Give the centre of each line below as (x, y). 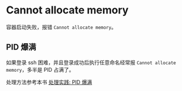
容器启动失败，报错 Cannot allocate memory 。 (61, 27)
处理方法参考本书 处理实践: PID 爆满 (49, 82)
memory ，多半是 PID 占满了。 (40, 69)
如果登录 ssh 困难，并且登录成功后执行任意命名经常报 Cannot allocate (91, 62)
